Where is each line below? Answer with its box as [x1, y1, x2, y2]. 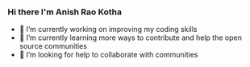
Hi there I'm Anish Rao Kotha [7, 6, 123, 18]
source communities [19, 41, 88, 51]
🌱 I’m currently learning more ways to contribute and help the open [19, 33, 243, 42]
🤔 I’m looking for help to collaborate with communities [19, 50, 198, 60]
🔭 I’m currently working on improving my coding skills [19, 25, 198, 34]
